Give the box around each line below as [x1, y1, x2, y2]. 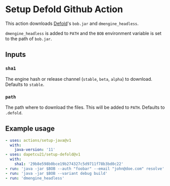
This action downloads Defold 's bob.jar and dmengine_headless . [5, 20, 139, 26]
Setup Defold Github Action [5, 4, 123, 15]
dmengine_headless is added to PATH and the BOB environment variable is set [5, 30, 162, 36]
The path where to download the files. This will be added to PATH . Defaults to [5, 104, 165, 110]
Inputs [5, 50, 26, 59]
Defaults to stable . [5, 81, 45, 87]
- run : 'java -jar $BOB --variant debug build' [5, 171, 108, 176]
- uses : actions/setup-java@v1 [5, 138, 72, 143]
